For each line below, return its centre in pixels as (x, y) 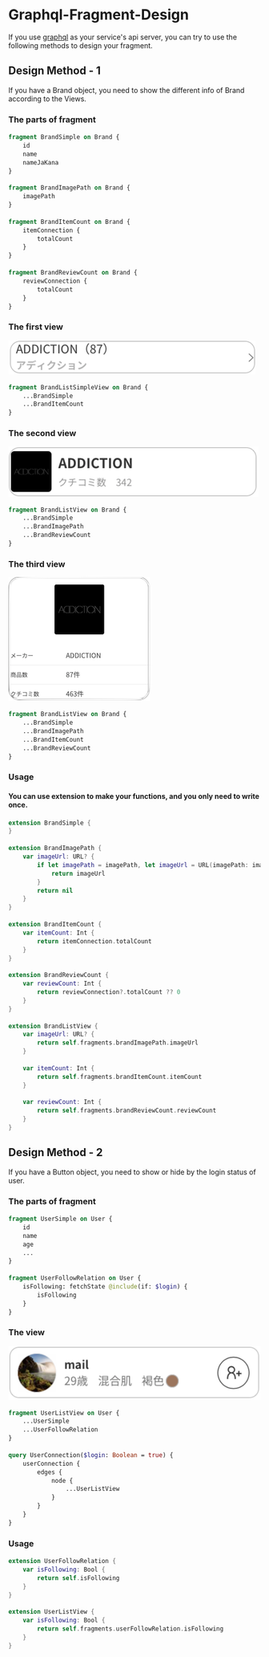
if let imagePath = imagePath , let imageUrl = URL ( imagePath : (143, 865)
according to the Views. (47, 99)
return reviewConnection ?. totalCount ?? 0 (109, 992)
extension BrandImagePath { (55, 849)
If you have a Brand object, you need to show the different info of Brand (126, 90)
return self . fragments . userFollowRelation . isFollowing (130, 1629)
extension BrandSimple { (50, 823)
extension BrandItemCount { (55, 925)
